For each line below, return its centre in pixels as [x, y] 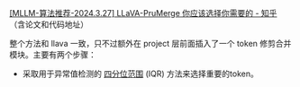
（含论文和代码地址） [49, 24]
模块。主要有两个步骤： [53, 55]
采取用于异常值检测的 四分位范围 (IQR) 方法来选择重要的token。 [140, 74]
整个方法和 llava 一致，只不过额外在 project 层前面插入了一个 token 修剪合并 [150, 43]
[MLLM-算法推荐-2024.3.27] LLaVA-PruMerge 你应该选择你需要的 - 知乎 [143, 13]
